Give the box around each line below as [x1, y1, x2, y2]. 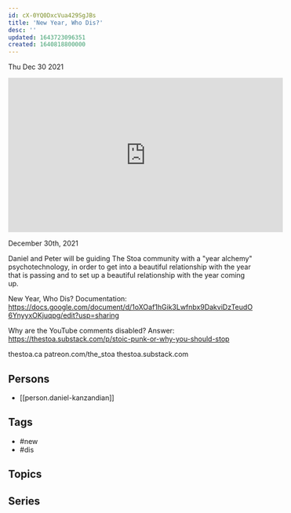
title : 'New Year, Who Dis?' [8, 19, 104, 27]
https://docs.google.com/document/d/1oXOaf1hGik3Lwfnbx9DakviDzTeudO [8, 303, 253, 312]
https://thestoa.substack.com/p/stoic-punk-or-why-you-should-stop [8, 334, 230, 344]
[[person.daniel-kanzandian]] [19, 393, 115, 402]
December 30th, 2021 [8, 238, 78, 248]
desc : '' [8, 26, 37, 34]
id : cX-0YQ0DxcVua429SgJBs [8, 11, 96, 20]
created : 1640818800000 [8, 41, 86, 49]
